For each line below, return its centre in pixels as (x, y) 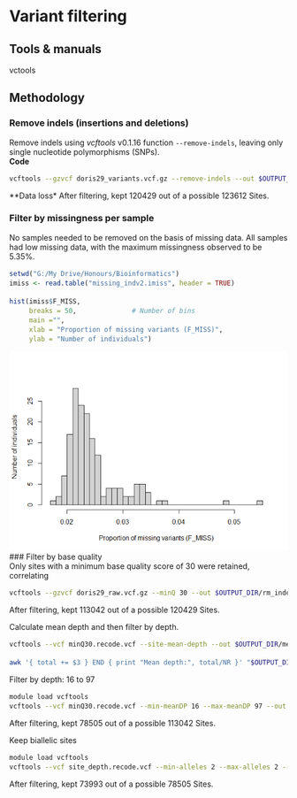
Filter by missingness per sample (82, 219)
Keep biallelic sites (43, 740)
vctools (23, 70)
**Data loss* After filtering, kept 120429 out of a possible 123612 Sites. (139, 196)
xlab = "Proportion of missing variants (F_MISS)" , (126, 330)
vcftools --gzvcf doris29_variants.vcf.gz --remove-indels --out (132, 179)
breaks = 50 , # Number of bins (112, 311)
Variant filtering (69, 16)
